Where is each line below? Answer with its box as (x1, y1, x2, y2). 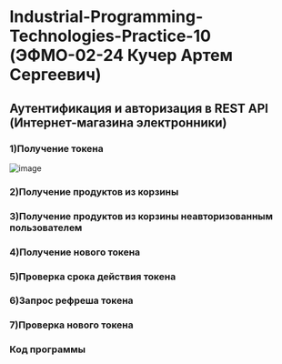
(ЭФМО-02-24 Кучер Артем (9, 45, 234, 66)
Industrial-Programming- (9, 6, 204, 27)
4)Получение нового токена (9, 246, 141, 258)
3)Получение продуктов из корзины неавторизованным (9, 209, 274, 222)
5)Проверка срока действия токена (9, 270, 176, 283)
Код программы (9, 343, 86, 356)
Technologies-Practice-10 (9, 25, 212, 46)
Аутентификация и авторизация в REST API (9, 100, 268, 116)
